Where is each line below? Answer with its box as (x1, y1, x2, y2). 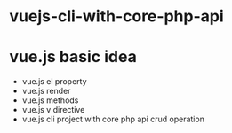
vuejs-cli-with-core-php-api (9, 6, 224, 27)
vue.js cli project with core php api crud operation (21, 113, 204, 125)
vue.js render (21, 86, 71, 97)
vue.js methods (21, 95, 79, 106)
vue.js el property (21, 76, 87, 87)
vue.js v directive (21, 105, 85, 115)
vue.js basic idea (9, 47, 138, 67)
